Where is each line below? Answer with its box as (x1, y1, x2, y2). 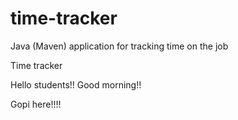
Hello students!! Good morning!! (10, 78, 142, 91)
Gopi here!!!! (10, 98, 62, 110)
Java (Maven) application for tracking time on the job (10, 40, 229, 52)
